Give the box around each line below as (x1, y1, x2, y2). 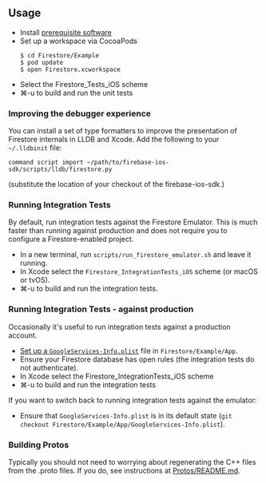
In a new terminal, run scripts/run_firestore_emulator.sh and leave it (19, 250, 252, 259)
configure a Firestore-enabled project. (8, 235, 134, 244)
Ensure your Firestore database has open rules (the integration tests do (19, 354, 255, 364)
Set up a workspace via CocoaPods (19, 36, 138, 46)
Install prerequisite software (19, 27, 112, 37)
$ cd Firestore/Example (19, 51, 100, 59)
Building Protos (8, 439, 69, 450)
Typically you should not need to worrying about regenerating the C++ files (8, 457, 256, 466)
